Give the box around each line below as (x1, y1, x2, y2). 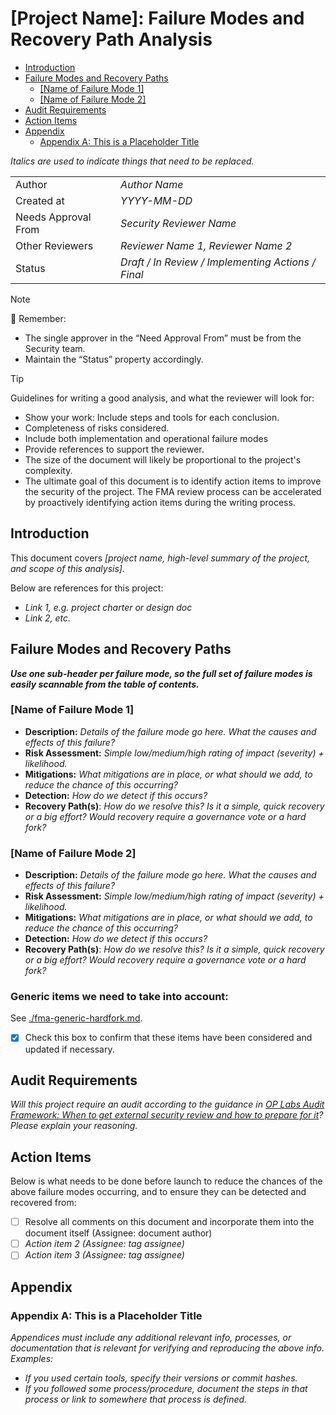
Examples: (10, 1353, 54, 1365)
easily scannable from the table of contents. (10, 678, 200, 690)
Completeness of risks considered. (24, 422, 170, 434)
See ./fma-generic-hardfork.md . (10, 1012, 143, 1024)
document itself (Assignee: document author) (24, 1227, 213, 1239)
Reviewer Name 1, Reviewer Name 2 (120, 238, 293, 252)
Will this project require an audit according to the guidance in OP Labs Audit (10, 1098, 325, 1111)
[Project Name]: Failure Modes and (10, 7, 305, 30)
